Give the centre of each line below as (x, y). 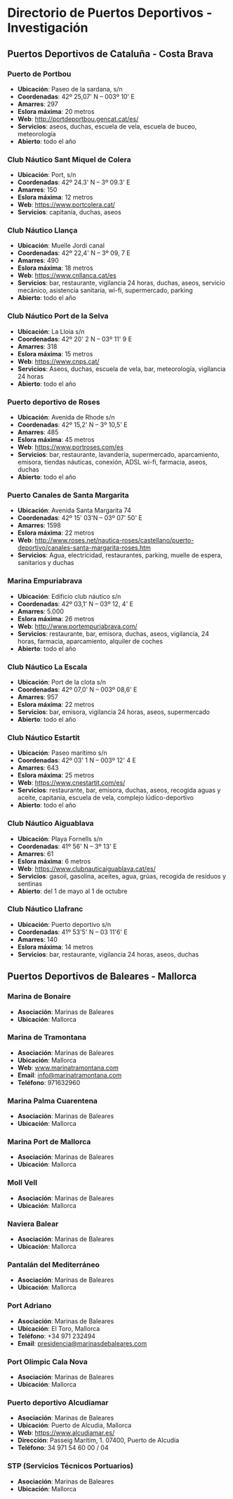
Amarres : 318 (37, 346)
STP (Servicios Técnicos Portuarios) (70, 1466)
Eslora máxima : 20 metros (56, 111)
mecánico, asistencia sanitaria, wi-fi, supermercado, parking (105, 290)
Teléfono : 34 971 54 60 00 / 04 (63, 1448)
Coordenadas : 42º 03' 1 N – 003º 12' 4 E (77, 760)
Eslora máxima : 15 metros (55, 353)
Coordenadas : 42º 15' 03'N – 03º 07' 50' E (80, 518)
